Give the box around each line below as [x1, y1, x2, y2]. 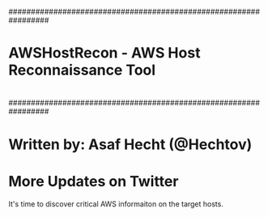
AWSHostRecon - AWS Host [8, 44, 201, 62]
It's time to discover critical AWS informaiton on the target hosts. [8, 198, 224, 209]
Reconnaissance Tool [8, 61, 156, 79]
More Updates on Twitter [8, 172, 179, 190]
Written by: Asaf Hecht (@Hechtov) [8, 135, 253, 153]
